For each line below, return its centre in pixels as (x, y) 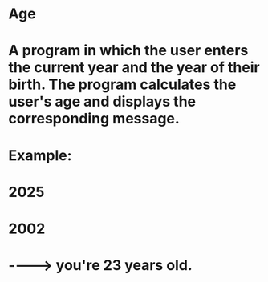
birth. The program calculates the (122, 85)
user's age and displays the (102, 102)
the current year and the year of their (134, 68)
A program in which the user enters (128, 51)
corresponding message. (94, 119)
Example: (40, 155)
